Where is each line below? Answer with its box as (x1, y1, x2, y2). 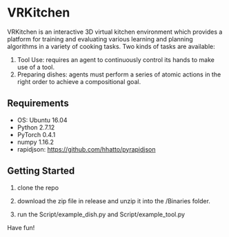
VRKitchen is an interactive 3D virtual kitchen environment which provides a (7, 28, 223, 36)
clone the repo (17, 183, 59, 192)
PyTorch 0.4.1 (17, 130, 56, 138)
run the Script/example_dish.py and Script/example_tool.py (17, 210, 185, 218)
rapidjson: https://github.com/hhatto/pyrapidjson (17, 145, 156, 153)
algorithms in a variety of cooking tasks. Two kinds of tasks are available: (7, 42, 215, 50)
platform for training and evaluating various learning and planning (7, 34, 193, 43)
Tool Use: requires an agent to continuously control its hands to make (17, 55, 215, 63)
